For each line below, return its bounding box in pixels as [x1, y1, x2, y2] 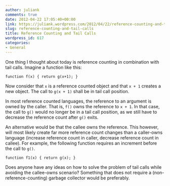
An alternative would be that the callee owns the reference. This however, [5, 124, 159, 130]
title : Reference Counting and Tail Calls [5, 31, 96, 36]
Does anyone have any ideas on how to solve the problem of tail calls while [5, 164, 162, 170]
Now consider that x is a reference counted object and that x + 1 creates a [5, 83, 161, 89]
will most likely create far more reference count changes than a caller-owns [5, 129, 163, 135]
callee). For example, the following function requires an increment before [5, 140, 157, 146]
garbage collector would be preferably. [49, 175, 130, 181]
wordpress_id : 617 [5, 36, 44, 41]
